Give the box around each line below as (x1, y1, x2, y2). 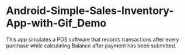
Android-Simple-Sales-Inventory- (6, 4, 174, 18)
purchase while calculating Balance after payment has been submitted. (6, 42, 177, 49)
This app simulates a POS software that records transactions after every (6, 36, 179, 43)
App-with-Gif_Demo (6, 16, 107, 30)
